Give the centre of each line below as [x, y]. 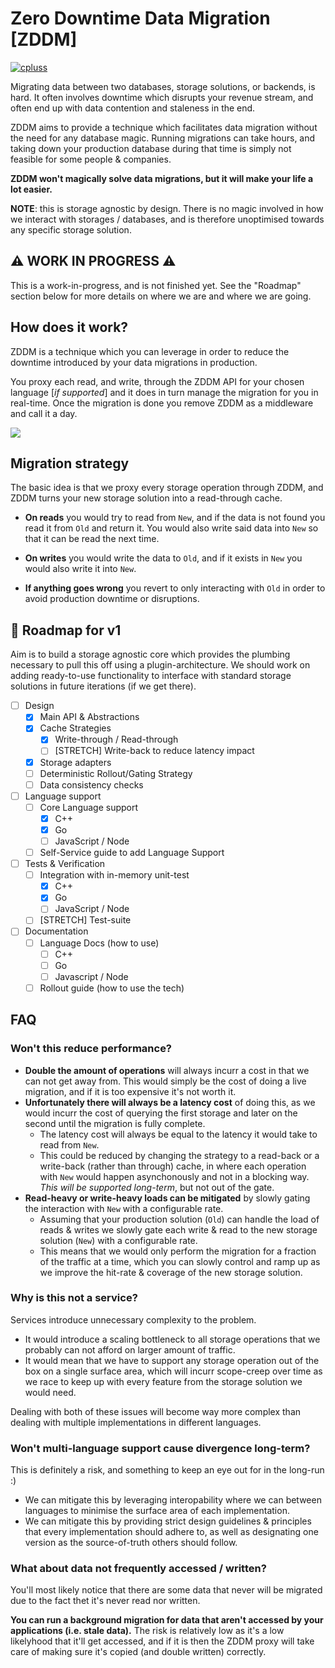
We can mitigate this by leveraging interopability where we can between [173, 1500]
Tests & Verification [65, 864]
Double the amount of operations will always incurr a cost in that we [167, 1070]
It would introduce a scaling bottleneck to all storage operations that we [172, 1339]
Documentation [56, 931]
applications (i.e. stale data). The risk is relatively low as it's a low [147, 1631]
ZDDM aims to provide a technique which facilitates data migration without [164, 127]
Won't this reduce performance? [91, 1049]
